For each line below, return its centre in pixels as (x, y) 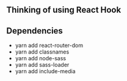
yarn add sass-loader (42, 65)
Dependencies (34, 31)
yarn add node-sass (40, 58)
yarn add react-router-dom (49, 46)
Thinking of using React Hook (64, 10)
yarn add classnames (42, 52)
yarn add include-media (45, 71)
